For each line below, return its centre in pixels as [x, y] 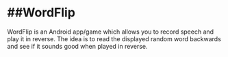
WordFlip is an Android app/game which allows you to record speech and [111, 32]
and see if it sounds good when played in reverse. [77, 46]
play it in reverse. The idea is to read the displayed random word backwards [114, 38]
